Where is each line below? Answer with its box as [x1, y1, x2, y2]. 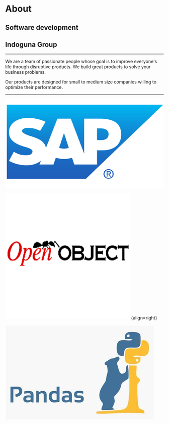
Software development [5, 23, 79, 32]
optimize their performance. [5, 84, 63, 90]
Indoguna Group [5, 40, 57, 49]
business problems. [5, 69, 46, 75]
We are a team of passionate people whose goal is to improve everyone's [5, 59, 157, 65]
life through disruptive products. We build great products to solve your [5, 64, 151, 70]
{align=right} [131, 315, 157, 321]
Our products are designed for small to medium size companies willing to [5, 79, 157, 85]
